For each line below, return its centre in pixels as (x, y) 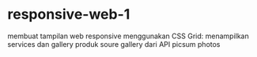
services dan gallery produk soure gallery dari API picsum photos (114, 44)
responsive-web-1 (69, 14)
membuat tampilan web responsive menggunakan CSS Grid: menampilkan (128, 36)
